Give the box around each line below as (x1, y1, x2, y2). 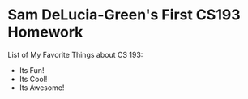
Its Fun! (19, 65, 45, 75)
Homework (7, 23, 83, 41)
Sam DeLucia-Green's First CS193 (7, 6, 241, 24)
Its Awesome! (19, 83, 65, 93)
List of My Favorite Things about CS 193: (7, 49, 143, 59)
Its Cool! (19, 74, 48, 84)
